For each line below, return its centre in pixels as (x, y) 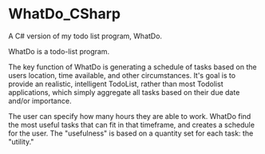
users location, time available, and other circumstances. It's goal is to (122, 75)
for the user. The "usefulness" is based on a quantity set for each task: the (131, 133)
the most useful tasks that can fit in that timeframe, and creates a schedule (132, 124)
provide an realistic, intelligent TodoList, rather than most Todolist (116, 84)
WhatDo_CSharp (65, 14)
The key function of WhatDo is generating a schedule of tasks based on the (132, 67)
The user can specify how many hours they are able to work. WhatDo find (130, 116)
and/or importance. (40, 101)
